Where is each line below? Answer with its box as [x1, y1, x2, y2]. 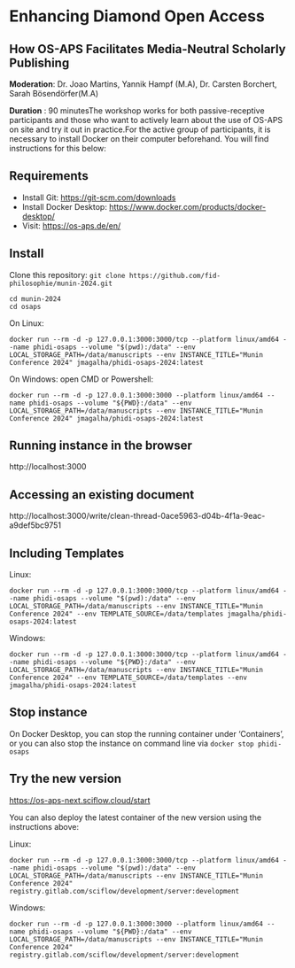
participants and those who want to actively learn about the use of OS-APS [9, 115, 283, 125]
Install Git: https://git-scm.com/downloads [21, 192, 176, 203]
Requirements [9, 168, 89, 183]
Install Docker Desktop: [21, 201, 108, 212]
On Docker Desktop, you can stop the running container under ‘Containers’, [9, 728, 284, 739]
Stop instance [9, 705, 88, 720]
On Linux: [9, 317, 44, 329]
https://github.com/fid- [128, 271, 221, 280]
